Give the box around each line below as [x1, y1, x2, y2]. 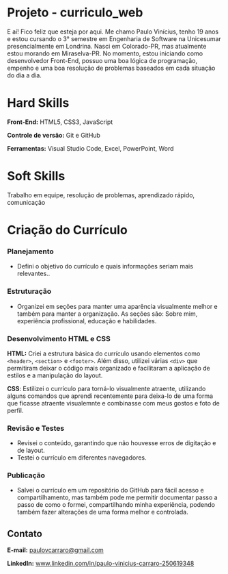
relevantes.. [16, 269, 51, 278]
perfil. [7, 406, 24, 414]
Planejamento [7, 247, 55, 256]
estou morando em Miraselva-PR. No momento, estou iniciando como [7, 49, 203, 58]
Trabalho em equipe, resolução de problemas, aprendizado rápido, [7, 190, 195, 199]
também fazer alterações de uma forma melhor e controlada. [16, 508, 189, 516]
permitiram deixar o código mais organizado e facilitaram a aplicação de [7, 364, 210, 372]
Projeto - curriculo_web [7, 5, 143, 21]
